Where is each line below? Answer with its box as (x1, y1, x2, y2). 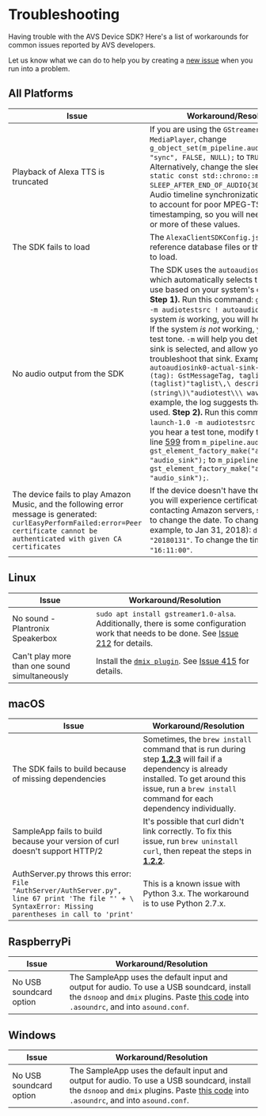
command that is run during (142, 744, 246, 755)
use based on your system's (149, 283, 255, 294)
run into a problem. (8, 63, 70, 73)
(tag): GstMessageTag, (149, 370, 235, 380)
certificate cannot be (12, 526, 97, 535)
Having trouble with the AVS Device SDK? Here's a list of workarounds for (8, 32, 249, 41)
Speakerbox (12, 632, 58, 643)
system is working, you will (149, 313, 250, 325)
